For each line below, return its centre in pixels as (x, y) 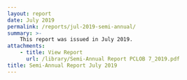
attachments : (26, 46)
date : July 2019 (31, 20)
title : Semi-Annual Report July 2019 (62, 65)
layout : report (29, 14)
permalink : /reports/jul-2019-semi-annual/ (72, 26)
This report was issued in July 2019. (76, 40)
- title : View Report (51, 53)
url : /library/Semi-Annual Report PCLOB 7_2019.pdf (103, 59)
